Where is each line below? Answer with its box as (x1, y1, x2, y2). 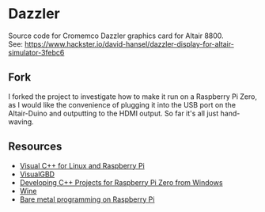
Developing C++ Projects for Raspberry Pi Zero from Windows (19, 177, 223, 187)
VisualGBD (19, 169, 55, 179)
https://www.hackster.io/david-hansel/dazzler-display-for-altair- (25, 39, 235, 48)
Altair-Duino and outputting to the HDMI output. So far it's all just (8, 108, 219, 118)
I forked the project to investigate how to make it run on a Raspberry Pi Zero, (8, 92, 258, 101)
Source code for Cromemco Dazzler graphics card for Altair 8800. (8, 31, 224, 40)
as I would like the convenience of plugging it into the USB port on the (8, 100, 236, 109)
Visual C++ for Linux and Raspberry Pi (19, 161, 145, 170)
